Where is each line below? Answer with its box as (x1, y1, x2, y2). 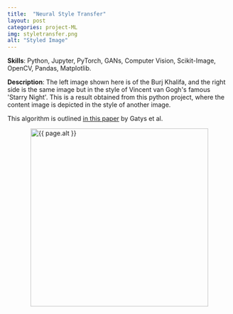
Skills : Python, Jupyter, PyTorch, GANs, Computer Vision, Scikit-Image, (7, 56, 217, 65)
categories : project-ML (7, 23, 78, 31)
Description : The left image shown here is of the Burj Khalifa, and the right (7, 78, 226, 86)
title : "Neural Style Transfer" (7, 10, 107, 18)
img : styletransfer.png (7, 30, 78, 38)
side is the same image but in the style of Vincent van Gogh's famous (7, 85, 211, 94)
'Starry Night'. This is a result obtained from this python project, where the (7, 93, 225, 102)
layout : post (7, 17, 46, 24)
